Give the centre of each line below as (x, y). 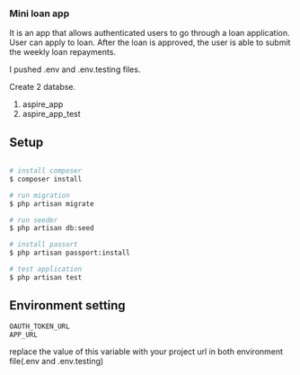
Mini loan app (40, 13)
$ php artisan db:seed (52, 228)
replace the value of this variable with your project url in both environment (146, 352)
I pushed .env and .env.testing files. (75, 69)
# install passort (44, 245)
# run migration (40, 195)
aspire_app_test (51, 114)
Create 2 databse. (43, 87)
